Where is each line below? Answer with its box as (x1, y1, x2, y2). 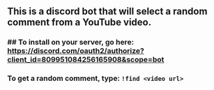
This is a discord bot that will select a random (7, 6, 208, 17)
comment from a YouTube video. (7, 17, 152, 29)
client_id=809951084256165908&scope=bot (7, 55, 165, 65)
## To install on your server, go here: (7, 38, 135, 47)
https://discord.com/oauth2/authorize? (7, 46, 144, 56)
